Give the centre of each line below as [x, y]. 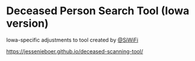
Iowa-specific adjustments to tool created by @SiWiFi [72, 40]
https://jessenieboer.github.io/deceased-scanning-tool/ [75, 51]
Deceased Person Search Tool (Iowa [98, 11]
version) [28, 23]
